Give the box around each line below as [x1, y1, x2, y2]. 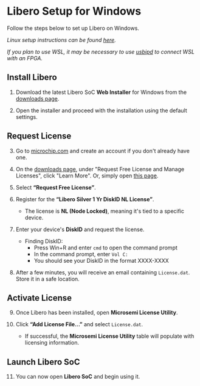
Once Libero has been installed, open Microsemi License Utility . [15, 309, 178, 316]
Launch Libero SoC [7, 357, 80, 367]
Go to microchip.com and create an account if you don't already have [15, 147, 190, 154]
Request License [7, 131, 72, 141]
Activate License [7, 293, 72, 303]
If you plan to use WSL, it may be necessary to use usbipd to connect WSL [7, 48, 195, 55]
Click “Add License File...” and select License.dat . [15, 321, 143, 328]
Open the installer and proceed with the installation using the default [15, 107, 187, 114]
